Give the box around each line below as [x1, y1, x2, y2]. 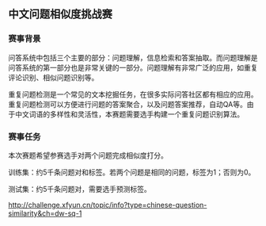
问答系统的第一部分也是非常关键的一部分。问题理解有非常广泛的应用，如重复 [8, 63, 258, 72]
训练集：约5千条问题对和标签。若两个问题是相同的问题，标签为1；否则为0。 [8, 167, 256, 177]
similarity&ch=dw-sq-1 [8, 209, 82, 218]
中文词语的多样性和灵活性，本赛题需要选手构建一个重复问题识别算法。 [14, 109, 244, 119]
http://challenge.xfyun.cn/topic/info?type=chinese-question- [8, 200, 207, 209]
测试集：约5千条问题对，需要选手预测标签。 [8, 184, 152, 193]
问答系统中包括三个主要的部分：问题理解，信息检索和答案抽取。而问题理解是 [8, 52, 258, 62]
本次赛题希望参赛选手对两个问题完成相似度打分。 [8, 150, 168, 160]
